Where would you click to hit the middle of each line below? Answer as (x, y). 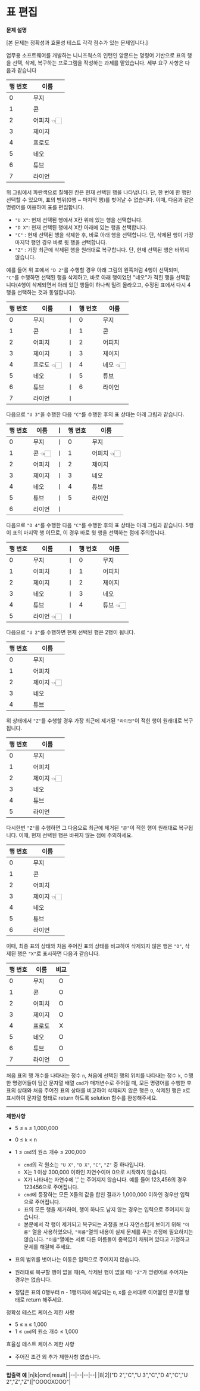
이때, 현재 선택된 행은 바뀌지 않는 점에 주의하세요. (76, 835)
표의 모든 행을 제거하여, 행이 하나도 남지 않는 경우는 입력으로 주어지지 (104, 1209)
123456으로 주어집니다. (51, 1187)
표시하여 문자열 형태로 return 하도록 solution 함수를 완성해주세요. (82, 1098)
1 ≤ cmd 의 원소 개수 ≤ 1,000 (46, 1331)
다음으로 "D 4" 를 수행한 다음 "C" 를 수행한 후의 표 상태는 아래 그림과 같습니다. (95, 525)
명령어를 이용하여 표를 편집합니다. (45, 207)
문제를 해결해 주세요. (48, 1247)
